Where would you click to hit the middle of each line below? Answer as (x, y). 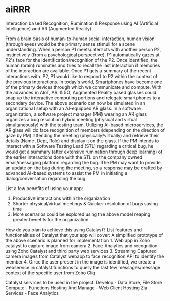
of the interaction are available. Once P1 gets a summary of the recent (78, 71)
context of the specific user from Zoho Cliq (50, 273)
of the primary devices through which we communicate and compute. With (83, 87)
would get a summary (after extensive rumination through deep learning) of (84, 152)
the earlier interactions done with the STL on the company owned (74, 157)
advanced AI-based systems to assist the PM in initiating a (66, 173)
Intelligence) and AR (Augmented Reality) (48, 28)
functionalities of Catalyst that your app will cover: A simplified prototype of (84, 235)
